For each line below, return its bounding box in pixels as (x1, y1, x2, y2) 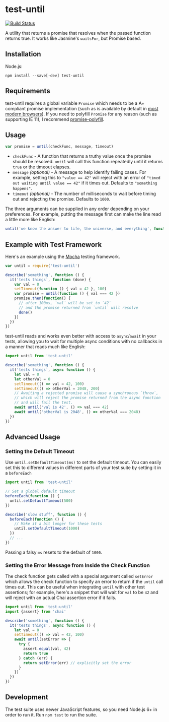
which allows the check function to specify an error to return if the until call (5, 578, 163, 585)
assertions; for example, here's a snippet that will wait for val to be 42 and (5, 589, 158, 596)
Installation (5, 50, 41, 58)
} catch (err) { (18, 655, 53, 661)
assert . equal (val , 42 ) (23, 646, 71, 651)
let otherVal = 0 (14, 376, 51, 381)
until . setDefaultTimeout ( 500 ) (10, 498, 73, 503)
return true (23, 651, 49, 656)
